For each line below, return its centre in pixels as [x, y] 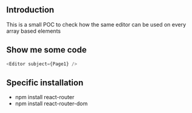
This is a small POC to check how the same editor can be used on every [96, 24]
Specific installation [45, 82]
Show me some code [46, 50]
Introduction [30, 10]
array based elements [33, 31]
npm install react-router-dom [51, 104]
